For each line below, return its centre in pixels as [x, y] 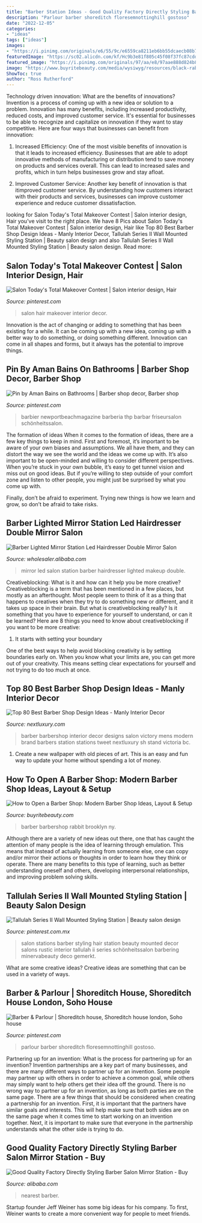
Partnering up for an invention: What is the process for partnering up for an [99, 1058]
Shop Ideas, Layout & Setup [59, 789]
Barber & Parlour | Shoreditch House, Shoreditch [99, 993]
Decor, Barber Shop [44, 379]
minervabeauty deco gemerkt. [58, 956]
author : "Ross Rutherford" [40, 79]
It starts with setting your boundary [58, 639]
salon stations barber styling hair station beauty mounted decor [100, 943]
